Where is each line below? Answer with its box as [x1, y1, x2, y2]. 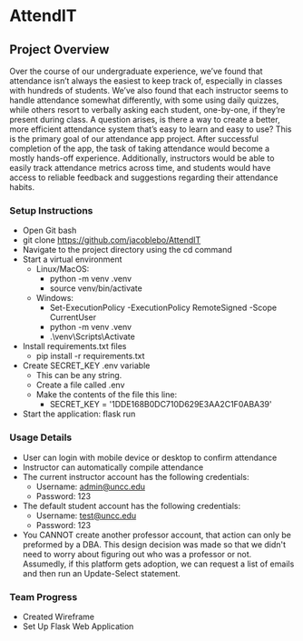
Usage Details [9, 431, 73, 444]
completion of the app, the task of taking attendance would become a [9, 143, 270, 154]
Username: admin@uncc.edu [35, 481, 146, 492]
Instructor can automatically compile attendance [22, 461, 204, 473]
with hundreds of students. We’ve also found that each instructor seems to [9, 85, 288, 95]
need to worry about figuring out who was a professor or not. [22, 548, 252, 559]
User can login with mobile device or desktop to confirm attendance [22, 452, 278, 463]
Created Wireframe [22, 611, 95, 622]
